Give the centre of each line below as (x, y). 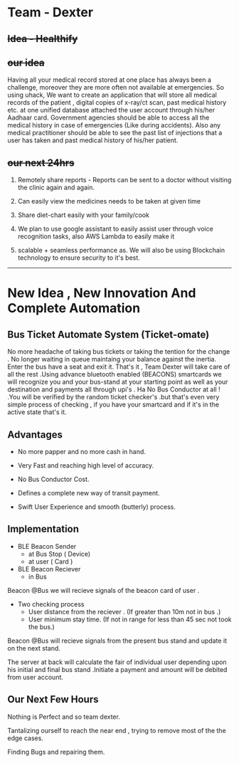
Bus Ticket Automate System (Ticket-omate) (108, 334)
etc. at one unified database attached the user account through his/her (111, 110)
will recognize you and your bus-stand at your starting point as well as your (118, 382)
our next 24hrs (41, 163)
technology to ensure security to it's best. (79, 258)
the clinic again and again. (56, 188)
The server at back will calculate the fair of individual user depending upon (117, 662)
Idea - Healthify (43, 39)
